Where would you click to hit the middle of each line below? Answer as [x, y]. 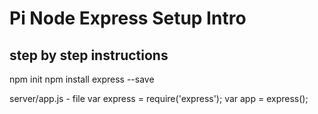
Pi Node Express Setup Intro [128, 18]
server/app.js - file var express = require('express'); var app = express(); [159, 98]
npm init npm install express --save [82, 79]
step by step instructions [89, 55]
